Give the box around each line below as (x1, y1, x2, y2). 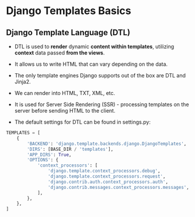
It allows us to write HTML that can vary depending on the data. (14, 60, 168, 67)
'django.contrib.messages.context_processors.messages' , (47, 184, 190, 190)
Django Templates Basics (6, 4, 131, 18)
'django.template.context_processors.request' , (47, 174, 166, 179)
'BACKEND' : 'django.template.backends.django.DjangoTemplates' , (27, 141, 187, 147)
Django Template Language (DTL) (6, 28, 131, 38)
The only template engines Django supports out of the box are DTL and (14, 72, 186, 79)
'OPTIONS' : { (27, 157, 59, 163)
